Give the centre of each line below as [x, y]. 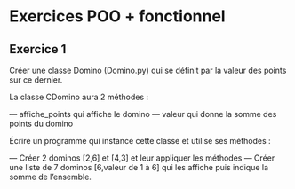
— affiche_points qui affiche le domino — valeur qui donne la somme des [143, 114]
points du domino [41, 123]
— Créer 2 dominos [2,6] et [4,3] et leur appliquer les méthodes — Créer [142, 158]
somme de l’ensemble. [50, 177]
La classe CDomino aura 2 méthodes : [79, 97]
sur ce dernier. [36, 80]
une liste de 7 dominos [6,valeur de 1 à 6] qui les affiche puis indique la [139, 167]
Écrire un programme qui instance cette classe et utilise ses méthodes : [140, 141]
